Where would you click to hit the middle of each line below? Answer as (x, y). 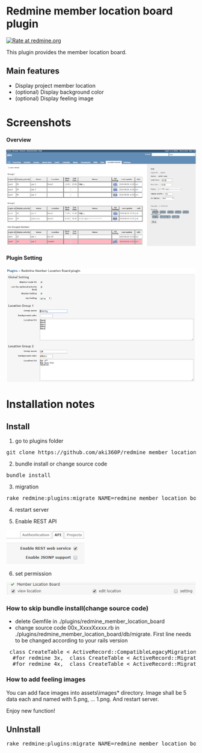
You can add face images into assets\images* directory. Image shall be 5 (96, 692)
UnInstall (23, 730)
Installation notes (50, 404)
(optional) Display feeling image (54, 98)
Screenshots (39, 122)
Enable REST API (36, 521)
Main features (33, 71)
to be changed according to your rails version (71, 641)
